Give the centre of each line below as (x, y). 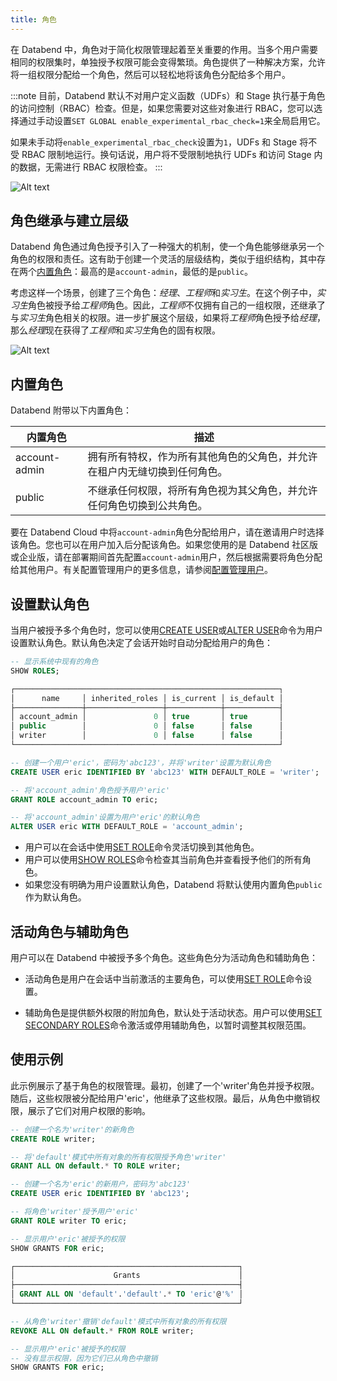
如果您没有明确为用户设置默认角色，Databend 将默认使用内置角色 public (173, 885)
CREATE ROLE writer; (53, 1139)
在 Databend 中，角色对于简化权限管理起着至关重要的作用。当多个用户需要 (164, 49)
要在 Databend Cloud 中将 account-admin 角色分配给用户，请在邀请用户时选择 (167, 532)
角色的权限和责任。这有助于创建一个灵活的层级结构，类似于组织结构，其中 (163, 259)
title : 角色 (33, 19)
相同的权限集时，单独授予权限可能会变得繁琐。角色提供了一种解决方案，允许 (168, 62)
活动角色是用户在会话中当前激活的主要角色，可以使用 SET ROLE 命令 (164, 979)
